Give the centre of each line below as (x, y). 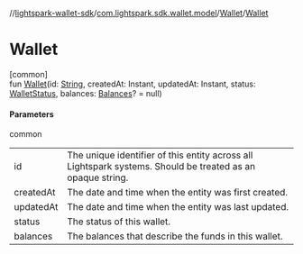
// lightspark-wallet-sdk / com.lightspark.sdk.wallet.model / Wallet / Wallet (139, 13)
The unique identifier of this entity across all (160, 155)
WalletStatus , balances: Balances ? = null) (86, 93)
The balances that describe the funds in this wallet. (175, 236)
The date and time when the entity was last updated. (178, 207)
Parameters (32, 114)
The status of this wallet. (119, 222)
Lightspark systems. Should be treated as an (161, 167)
